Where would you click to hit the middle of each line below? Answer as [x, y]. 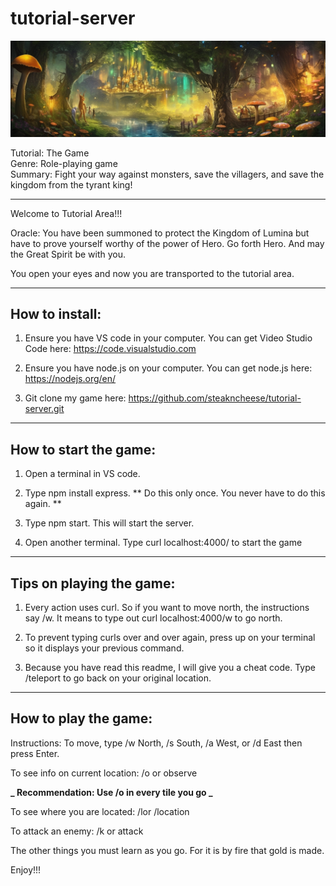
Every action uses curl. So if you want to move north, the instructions [167, 607]
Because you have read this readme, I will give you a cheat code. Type [170, 667]
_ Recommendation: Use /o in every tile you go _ [111, 792]
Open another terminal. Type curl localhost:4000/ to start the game [163, 543]
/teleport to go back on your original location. [118, 678]
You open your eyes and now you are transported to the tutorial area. [152, 273]
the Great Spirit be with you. [68, 254]
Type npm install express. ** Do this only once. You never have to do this [175, 493]
